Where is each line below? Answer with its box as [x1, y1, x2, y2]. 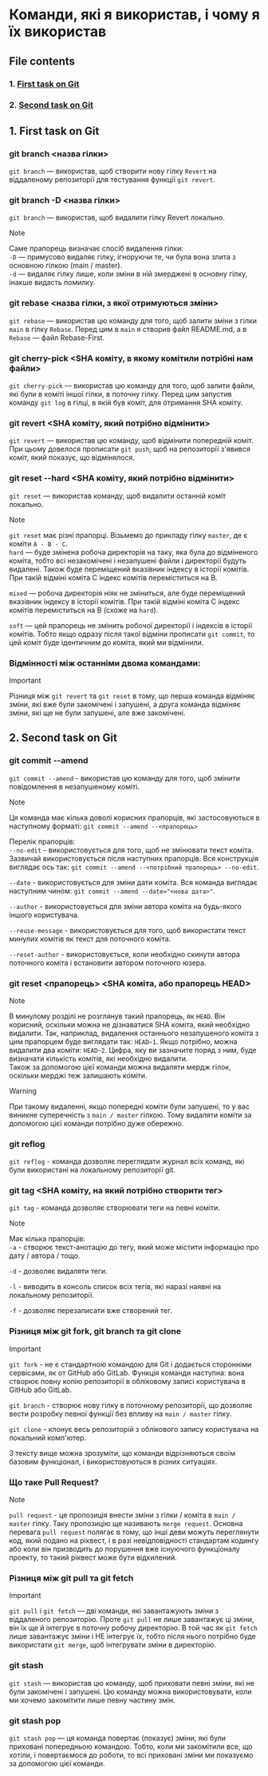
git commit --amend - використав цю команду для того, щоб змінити [9, 773, 240, 783]
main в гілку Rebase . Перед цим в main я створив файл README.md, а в [9, 324, 247, 334]
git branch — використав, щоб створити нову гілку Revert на [9, 166, 217, 176]
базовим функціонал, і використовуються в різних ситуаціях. [9, 1457, 218, 1466]
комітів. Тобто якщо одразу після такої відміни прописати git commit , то [9, 629, 255, 639]
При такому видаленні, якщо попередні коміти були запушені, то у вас [9, 1102, 250, 1111]
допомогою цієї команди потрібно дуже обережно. [9, 1118, 184, 1128]
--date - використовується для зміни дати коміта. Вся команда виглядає [9, 877, 258, 887]
